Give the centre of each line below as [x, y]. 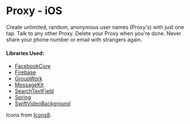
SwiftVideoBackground [42, 103]
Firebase [25, 72]
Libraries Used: [25, 53]
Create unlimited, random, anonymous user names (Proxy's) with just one [95, 27]
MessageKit [29, 85]
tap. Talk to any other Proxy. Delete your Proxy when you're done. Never [94, 33]
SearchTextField [34, 91]
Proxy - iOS [34, 11]
